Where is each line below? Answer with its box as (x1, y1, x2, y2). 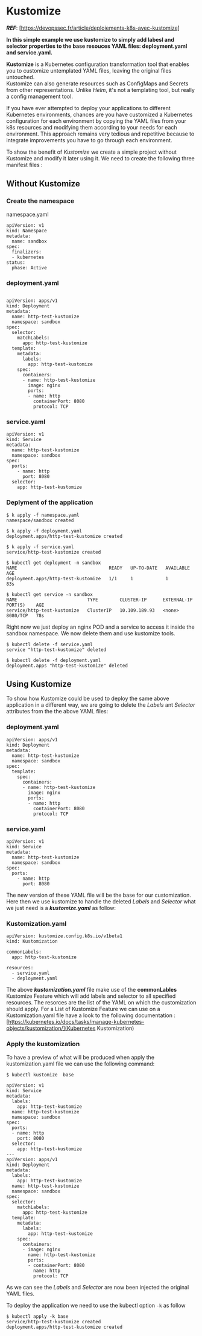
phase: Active (11, 264, 47, 270)
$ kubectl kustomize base (6, 1072, 74, 1078)
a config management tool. (6, 93, 74, 100)
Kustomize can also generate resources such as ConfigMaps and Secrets (6, 80, 189, 87)
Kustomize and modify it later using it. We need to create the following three (6, 154, 195, 162)
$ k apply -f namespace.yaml (6, 512, 80, 518)
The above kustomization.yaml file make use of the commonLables (6, 986, 177, 994)
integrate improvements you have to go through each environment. (6, 136, 172, 143)
